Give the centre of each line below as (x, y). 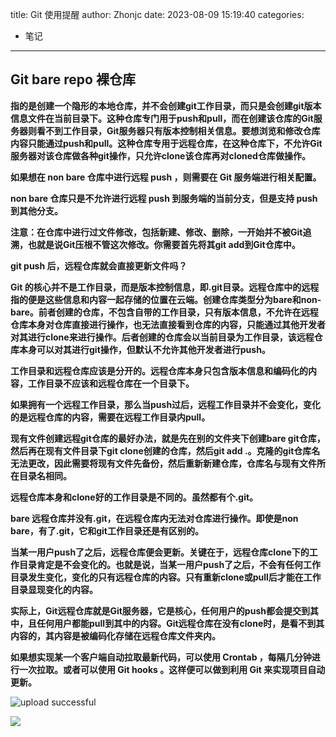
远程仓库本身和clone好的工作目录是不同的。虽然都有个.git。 (134, 497)
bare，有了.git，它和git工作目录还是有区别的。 (107, 530)
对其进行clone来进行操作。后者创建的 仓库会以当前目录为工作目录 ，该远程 (162, 337)
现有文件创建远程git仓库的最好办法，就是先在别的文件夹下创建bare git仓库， (168, 438)
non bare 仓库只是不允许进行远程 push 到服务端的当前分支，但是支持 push (164, 198)
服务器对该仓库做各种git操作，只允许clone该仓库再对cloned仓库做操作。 (160, 155)
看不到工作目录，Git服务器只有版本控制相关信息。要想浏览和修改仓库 (178, 130)
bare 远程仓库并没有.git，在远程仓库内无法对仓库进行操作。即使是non (154, 518)
